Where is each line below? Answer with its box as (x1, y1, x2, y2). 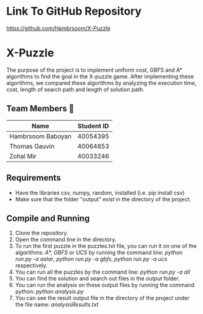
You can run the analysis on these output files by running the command (15, 282, 195, 289)
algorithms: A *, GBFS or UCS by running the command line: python (15, 249, 183, 256)
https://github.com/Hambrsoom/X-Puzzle (6, 24, 111, 32)
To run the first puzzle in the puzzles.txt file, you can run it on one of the (15, 242, 197, 250)
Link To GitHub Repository (6, 4, 142, 18)
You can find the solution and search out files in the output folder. (15, 275, 180, 282)
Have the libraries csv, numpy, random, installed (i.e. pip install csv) (15, 189, 185, 196)
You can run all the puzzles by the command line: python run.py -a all (15, 268, 190, 276)
